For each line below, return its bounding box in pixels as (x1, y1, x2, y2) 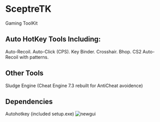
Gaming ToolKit (5, 20, 38, 26)
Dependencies (5, 97, 53, 106)
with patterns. (19, 54, 49, 60)
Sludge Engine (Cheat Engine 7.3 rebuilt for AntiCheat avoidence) (5, 83, 143, 89)
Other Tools (5, 69, 44, 77)
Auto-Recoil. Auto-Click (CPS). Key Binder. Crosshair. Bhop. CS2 (5, 48, 142, 54)
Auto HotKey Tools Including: (5, 35, 101, 44)
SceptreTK (5, 3, 52, 15)
